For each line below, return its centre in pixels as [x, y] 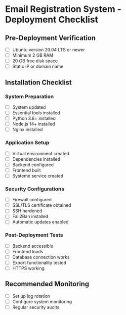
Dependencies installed [36, 159]
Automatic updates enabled [40, 222]
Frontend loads [28, 251]
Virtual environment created [41, 153]
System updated [29, 107]
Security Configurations [35, 189]
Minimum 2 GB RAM [33, 55]
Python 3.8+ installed [34, 118]
